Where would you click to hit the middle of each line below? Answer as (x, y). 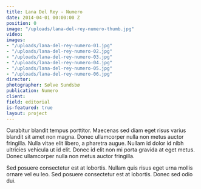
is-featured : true (29, 108)
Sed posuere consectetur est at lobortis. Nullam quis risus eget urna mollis (100, 168)
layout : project (27, 113)
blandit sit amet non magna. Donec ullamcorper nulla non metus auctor (95, 137)
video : (15, 35)
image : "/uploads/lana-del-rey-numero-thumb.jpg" (70, 29)
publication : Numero (32, 91)
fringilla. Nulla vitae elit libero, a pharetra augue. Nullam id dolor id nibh (95, 144)
